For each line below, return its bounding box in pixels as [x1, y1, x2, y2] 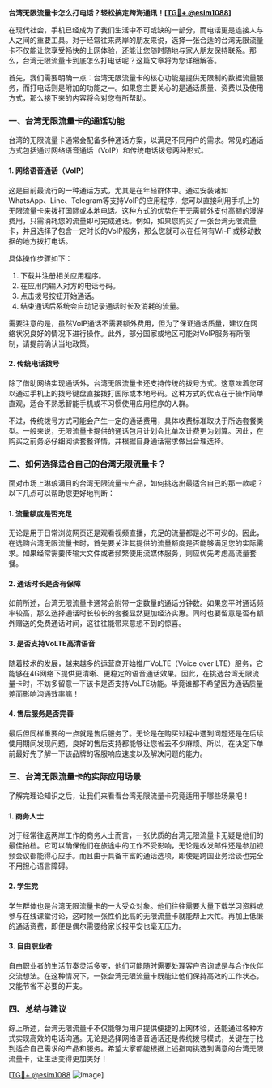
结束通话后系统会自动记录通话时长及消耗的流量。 [19, 300, 184, 311]
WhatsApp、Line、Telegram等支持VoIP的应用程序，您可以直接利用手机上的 [8, 195, 260, 205]
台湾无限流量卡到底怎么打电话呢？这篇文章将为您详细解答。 [22, 56, 221, 65]
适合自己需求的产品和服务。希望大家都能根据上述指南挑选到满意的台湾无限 [15, 1043, 264, 1054]
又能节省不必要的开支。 [8, 981, 87, 991]
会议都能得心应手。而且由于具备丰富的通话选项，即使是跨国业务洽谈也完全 [15, 851, 264, 861]
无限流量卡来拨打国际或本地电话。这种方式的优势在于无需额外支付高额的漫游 [8, 205, 264, 215]
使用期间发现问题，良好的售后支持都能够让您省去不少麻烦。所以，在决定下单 [8, 738, 264, 748]
